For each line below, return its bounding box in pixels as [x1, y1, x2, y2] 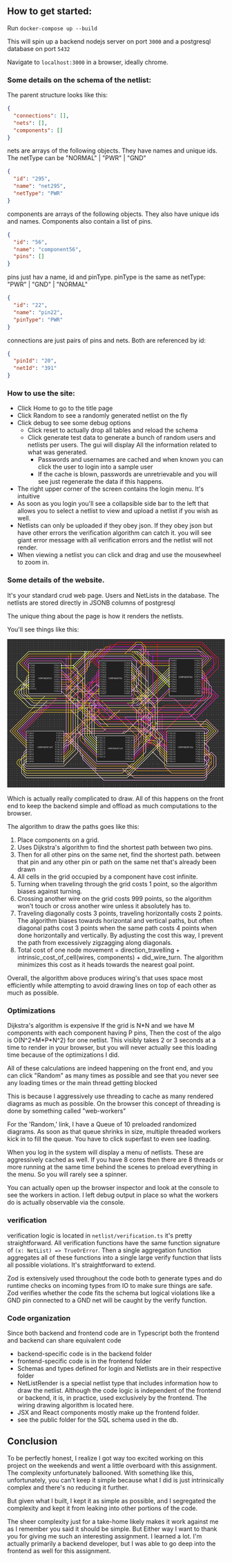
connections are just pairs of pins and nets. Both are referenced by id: [7, 336, 206, 344]
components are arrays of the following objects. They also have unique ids [7, 210, 220, 218]
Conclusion [7, 1436, 58, 1447]
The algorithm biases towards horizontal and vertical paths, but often [17, 917, 214, 925]
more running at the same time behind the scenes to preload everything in [7, 1163, 218, 1171]
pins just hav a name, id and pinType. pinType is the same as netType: [7, 273, 206, 282]
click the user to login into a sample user [37, 462, 153, 471]
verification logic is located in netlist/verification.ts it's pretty [7, 1231, 192, 1240]
